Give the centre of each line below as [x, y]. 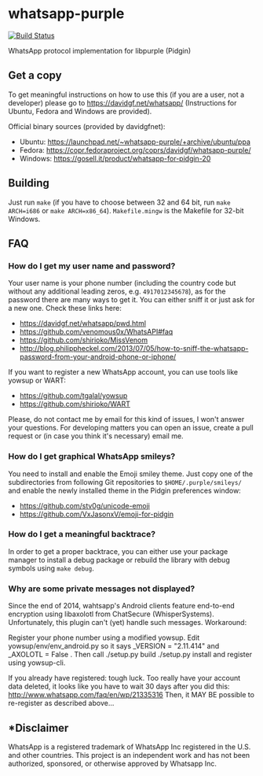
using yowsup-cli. [37, 663]
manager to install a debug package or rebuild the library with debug [119, 560]
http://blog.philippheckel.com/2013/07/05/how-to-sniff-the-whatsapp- [134, 349]
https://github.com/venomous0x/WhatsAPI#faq [96, 332]
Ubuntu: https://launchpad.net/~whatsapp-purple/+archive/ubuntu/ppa [135, 142]
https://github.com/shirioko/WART [75, 404]
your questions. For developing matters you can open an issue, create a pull [131, 428]
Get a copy [35, 76]
